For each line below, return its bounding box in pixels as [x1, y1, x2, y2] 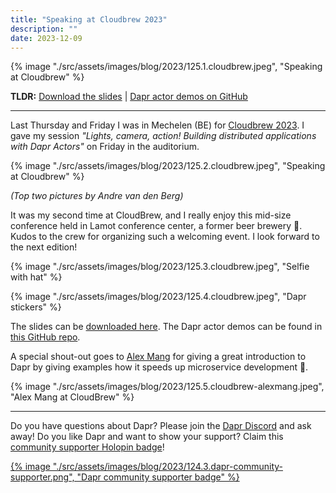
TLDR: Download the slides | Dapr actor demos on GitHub [10, 91, 248, 103]
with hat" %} [10, 271, 63, 283]
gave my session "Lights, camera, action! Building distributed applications [10, 130, 317, 142]
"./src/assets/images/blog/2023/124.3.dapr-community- [52, 461, 283, 473]
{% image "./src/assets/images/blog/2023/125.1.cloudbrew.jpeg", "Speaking [10, 61, 323, 73]
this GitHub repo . [10, 331, 81, 343]
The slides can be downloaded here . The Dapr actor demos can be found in [10, 321, 323, 333]
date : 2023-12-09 [10, 33, 83, 43]
